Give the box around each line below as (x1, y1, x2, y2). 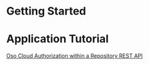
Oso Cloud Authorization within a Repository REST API (6, 52, 144, 60)
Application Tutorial (6, 32, 109, 46)
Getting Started (6, 4, 87, 18)
